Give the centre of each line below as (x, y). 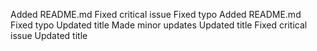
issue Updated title (49, 35)
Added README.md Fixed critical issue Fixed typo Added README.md (156, 14)
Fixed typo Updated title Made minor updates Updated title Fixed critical (159, 25)
